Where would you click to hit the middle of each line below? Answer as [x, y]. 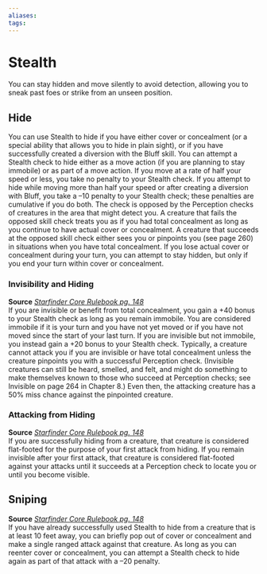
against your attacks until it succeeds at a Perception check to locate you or [132, 466]
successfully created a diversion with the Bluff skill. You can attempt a [123, 154]
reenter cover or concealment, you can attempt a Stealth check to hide [124, 553]
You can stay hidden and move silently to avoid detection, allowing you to [128, 84]
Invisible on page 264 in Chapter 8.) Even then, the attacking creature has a [132, 386]
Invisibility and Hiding [51, 285]
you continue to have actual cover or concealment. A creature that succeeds [133, 230]
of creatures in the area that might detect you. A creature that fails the [122, 213]
